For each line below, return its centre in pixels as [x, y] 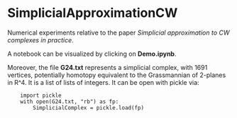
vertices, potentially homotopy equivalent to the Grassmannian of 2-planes [117, 75]
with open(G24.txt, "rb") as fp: [70, 101]
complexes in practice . [41, 40]
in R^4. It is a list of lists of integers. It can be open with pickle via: [104, 82]
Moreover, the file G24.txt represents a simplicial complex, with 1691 [108, 67]
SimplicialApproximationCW [93, 13]
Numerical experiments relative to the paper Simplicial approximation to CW [118, 33]
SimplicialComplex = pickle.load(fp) [88, 107]
